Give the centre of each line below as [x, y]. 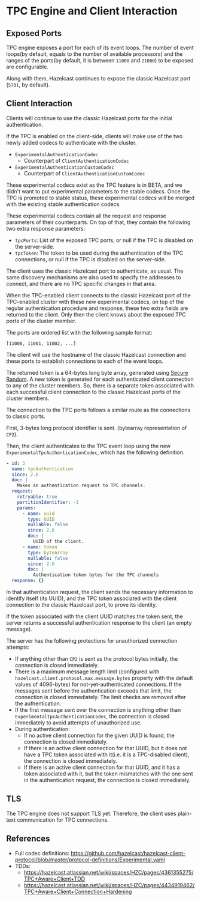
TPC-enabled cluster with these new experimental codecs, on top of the [95, 302]
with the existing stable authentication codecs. [64, 204]
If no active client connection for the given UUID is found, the [99, 736]
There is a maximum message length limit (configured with [87, 672]
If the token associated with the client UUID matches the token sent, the [95, 616]
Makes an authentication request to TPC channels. [81, 486]
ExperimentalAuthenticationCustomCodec [65, 167]
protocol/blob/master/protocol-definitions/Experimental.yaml [90, 860]
